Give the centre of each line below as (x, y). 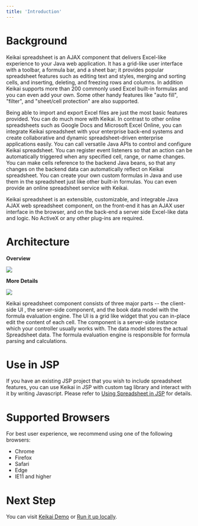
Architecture (38, 242)
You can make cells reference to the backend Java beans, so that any (91, 162)
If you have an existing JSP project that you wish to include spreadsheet (94, 381)
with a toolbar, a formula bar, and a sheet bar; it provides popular (85, 70)
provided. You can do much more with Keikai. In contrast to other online (93, 119)
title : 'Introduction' (34, 12)
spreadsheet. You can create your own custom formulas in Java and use (94, 175)
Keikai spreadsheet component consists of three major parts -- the (87, 303)
